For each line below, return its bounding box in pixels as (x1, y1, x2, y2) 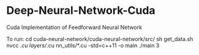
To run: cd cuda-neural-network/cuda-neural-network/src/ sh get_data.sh (6, 35, 193, 42)
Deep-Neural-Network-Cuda (6, 4, 156, 18)
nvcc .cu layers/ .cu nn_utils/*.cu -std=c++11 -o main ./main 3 (6, 42, 160, 49)
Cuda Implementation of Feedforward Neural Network (6, 24, 143, 31)
